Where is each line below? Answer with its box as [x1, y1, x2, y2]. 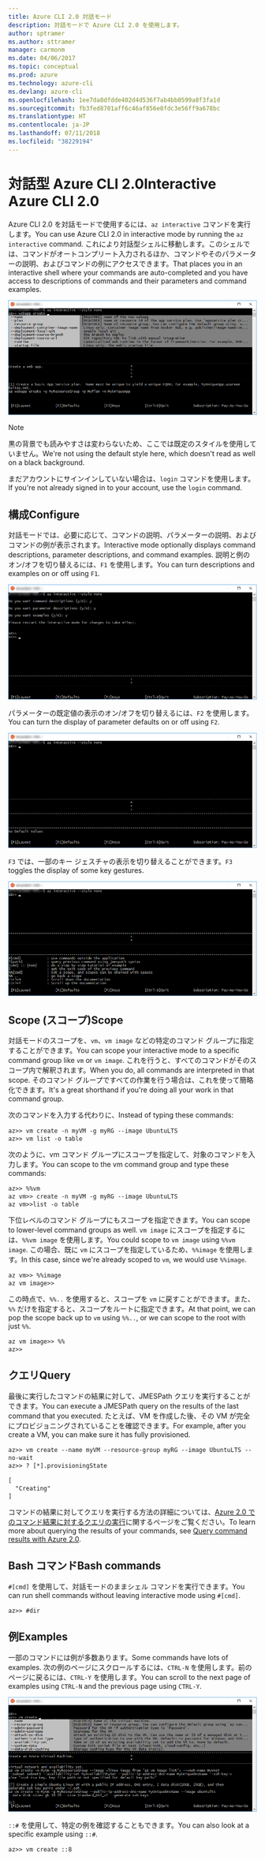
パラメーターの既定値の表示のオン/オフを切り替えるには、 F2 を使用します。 [8, 708, 254, 717]
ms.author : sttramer [8, 38, 77, 46]
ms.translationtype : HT [8, 113, 87, 121]
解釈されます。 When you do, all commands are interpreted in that [42, 1065, 255, 1075]
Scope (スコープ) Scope [8, 1013, 124, 1027]
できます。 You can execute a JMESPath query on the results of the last [8, 1401, 239, 1410]
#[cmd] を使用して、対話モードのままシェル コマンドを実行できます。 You [8, 1581, 245, 1591]
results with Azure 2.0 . [8, 1534, 81, 1544]
